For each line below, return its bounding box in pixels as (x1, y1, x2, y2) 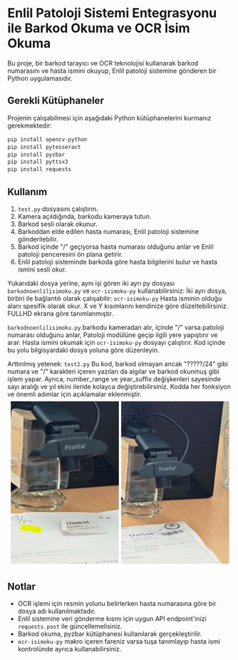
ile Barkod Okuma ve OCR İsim (7, 20, 190, 36)
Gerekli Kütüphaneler (7, 95, 105, 107)
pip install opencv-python (7, 135, 88, 143)
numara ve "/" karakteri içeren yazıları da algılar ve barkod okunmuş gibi (7, 367, 219, 376)
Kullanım (7, 185, 48, 197)
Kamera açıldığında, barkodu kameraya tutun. (17, 212, 152, 220)
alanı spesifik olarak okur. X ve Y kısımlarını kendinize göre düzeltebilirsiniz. (7, 301, 229, 310)
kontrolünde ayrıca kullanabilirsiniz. (17, 645, 122, 654)
